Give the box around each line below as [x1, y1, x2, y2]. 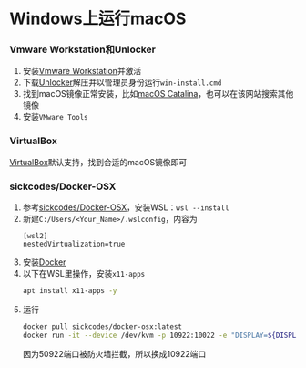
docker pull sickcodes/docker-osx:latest [22, 321, 182, 331]
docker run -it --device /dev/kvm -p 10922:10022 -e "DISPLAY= [22, 331, 269, 340]
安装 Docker [22, 257, 66, 268]
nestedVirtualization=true [22, 239, 126, 249]
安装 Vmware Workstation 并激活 [22, 66, 142, 77]
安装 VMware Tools [22, 111, 88, 122]
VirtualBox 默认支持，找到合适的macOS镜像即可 [9, 156, 188, 167]
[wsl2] [22, 232, 48, 241]
